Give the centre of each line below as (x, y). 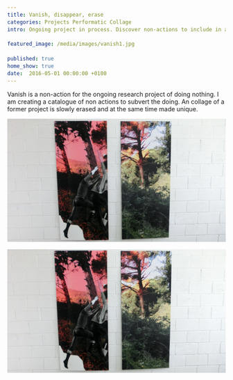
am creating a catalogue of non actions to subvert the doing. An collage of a (116, 102)
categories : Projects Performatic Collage (69, 22)
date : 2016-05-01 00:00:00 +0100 (57, 73)
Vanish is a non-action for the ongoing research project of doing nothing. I (113, 94)
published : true (31, 59)
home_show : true (31, 66)
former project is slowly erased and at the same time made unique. (103, 109)
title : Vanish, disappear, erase (55, 15)
